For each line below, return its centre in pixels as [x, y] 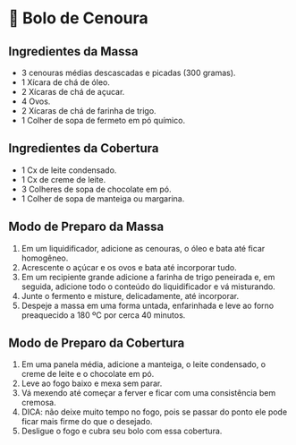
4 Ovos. [36, 101]
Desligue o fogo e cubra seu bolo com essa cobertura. [122, 431]
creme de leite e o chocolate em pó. [88, 374]
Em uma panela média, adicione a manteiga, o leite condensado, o [143, 364]
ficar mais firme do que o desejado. [87, 422]
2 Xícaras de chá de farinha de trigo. [89, 111]
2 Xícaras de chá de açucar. [73, 92]
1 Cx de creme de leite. [63, 179]
